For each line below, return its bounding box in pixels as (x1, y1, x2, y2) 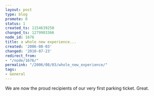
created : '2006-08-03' (5, 44, 52, 49)
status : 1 (5, 21, 26, 26)
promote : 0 (5, 16, 28, 21)
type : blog (5, 12, 28, 17)
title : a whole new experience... (5, 40, 77, 45)
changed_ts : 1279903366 (5, 30, 55, 35)
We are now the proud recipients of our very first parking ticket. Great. (5, 85, 149, 91)
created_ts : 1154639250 (5, 26, 55, 31)
